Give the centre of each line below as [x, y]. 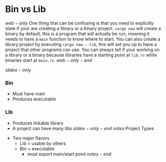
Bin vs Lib [26, 9]
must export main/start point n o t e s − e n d [69, 154]
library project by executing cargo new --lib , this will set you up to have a [81, 44]
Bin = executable [37, 148]
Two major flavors [31, 138]
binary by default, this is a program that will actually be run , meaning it [77, 33]
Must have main [29, 94]
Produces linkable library [38, 123]
